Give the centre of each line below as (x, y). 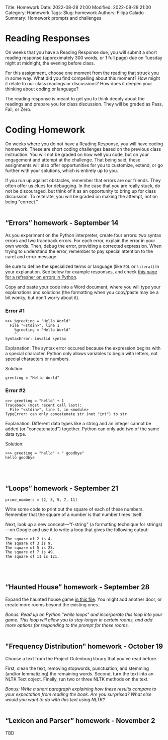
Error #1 (15, 311)
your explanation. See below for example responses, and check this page (81, 271)
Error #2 (16, 390)
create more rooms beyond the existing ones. (52, 604)
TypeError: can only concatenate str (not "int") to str (66, 414)
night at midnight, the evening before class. (50, 63)
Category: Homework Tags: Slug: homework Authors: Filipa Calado (75, 13)
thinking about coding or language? (42, 89)
